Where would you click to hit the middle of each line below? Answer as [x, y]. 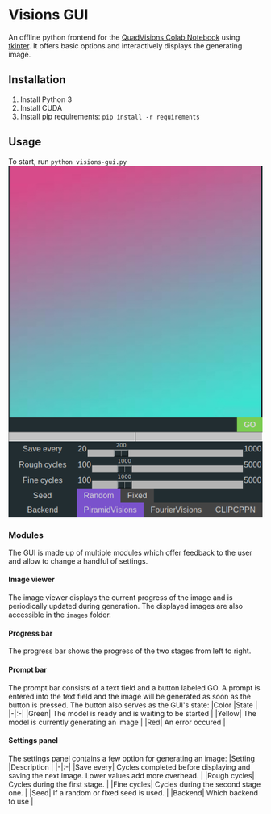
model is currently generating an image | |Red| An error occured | [117, 722]
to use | [21, 801]
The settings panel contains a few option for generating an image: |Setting [132, 758]
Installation [37, 80]
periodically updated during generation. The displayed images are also [126, 606]
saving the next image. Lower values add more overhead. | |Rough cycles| [131, 775]
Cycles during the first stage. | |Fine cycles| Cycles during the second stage [135, 784]
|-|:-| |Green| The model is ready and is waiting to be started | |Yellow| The [132, 713]
